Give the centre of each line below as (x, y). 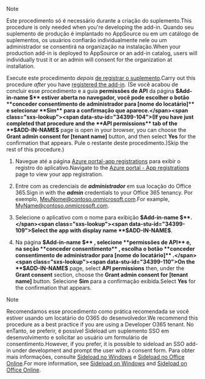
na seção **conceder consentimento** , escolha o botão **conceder (105, 249)
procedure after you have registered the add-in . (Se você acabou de (92, 84)
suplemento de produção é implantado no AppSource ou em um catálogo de (103, 34)
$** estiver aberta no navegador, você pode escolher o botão (110, 98)
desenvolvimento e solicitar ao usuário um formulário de (77, 337)
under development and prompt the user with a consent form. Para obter (103, 350)
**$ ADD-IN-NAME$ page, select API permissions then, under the (100, 268)
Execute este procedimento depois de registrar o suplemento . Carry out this (101, 78)
